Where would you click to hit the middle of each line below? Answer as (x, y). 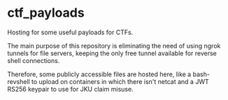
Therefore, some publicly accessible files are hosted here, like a (99, 74)
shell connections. (34, 60)
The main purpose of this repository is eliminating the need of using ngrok (114, 45)
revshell (19, 81)
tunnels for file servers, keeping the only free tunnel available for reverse (112, 53)
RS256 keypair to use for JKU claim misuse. (71, 89)
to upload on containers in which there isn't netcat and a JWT (120, 81)
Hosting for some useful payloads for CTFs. (70, 32)
